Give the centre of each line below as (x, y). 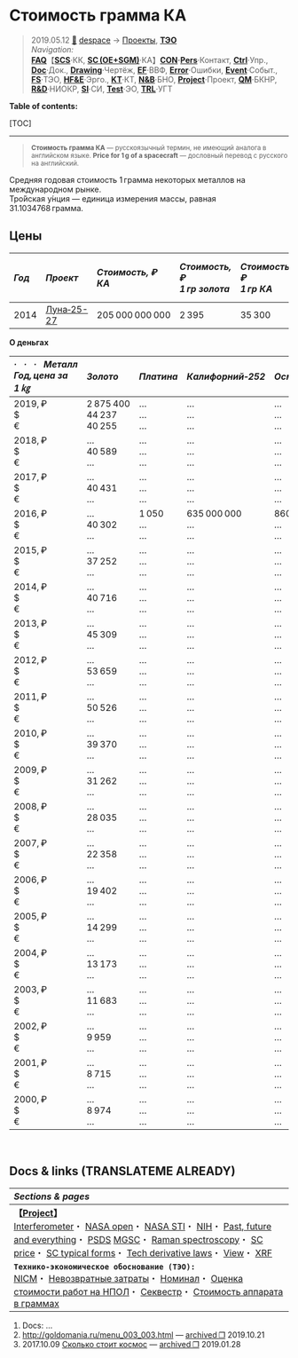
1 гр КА (256, 288)
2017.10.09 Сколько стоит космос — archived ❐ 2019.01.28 (131, 1344)
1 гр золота (205, 288)
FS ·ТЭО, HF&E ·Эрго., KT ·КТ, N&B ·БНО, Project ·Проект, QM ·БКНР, (154, 79)
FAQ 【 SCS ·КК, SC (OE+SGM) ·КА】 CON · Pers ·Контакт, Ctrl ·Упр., (149, 59)
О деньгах (29, 342)
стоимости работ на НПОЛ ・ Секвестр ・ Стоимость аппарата (149, 1291)
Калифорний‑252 (226, 376)
